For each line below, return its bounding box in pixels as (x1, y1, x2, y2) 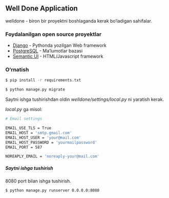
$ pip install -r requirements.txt (5, 78, 81, 83)
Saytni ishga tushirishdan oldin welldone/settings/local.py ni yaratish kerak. (5, 96, 164, 102)
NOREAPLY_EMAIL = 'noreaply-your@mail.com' (5, 154, 100, 159)
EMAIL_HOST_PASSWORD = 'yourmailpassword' (5, 140, 97, 145)
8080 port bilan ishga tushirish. (5, 178, 72, 184)
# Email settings (5, 116, 43, 121)
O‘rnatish (5, 66, 29, 74)
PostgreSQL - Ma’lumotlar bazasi (12, 48, 83, 54)
